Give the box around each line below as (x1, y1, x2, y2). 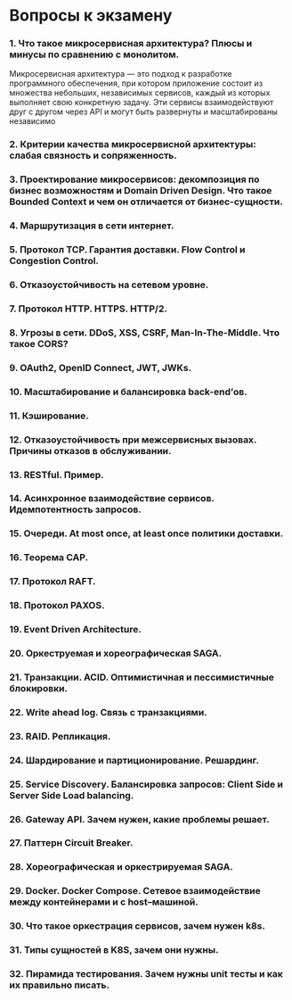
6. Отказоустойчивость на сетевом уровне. (9, 278, 209, 291)
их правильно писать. (9, 979, 109, 991)
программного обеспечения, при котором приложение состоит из (9, 78, 264, 89)
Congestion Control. (9, 255, 100, 268)
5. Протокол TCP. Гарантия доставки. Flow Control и (9, 244, 246, 256)
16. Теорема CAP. (9, 551, 89, 564)
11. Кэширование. (9, 409, 89, 422)
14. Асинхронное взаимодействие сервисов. (9, 492, 215, 505)
